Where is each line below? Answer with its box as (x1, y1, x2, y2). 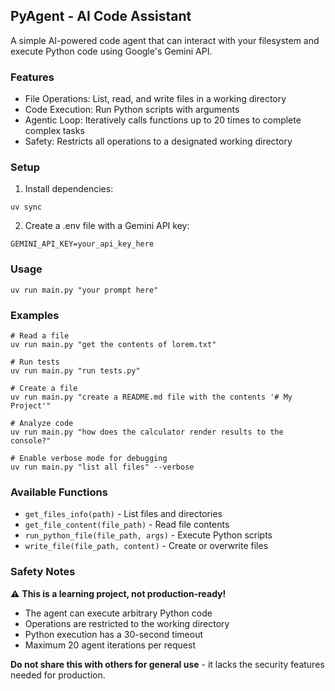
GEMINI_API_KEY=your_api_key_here (10, 239, 155, 249)
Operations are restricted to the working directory (24, 617, 230, 629)
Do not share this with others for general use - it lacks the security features (10, 658, 325, 670)
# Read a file (10, 331, 70, 341)
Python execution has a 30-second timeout (24, 628, 204, 640)
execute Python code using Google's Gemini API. (10, 45, 213, 57)
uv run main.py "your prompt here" (10, 285, 159, 295)
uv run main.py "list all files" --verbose (10, 462, 195, 472)
